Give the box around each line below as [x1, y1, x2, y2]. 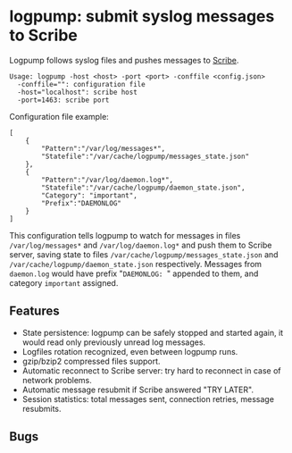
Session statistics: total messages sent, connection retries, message [21, 393, 275, 404]
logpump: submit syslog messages [9, 6, 275, 27]
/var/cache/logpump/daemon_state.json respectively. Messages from [9, 258, 262, 269]
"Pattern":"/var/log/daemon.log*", [41, 175, 174, 184]
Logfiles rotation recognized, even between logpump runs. [21, 346, 238, 357]
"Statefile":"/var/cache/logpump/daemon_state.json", [41, 183, 246, 192]
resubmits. [21, 403, 62, 414]
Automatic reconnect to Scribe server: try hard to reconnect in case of [21, 365, 281, 376]
